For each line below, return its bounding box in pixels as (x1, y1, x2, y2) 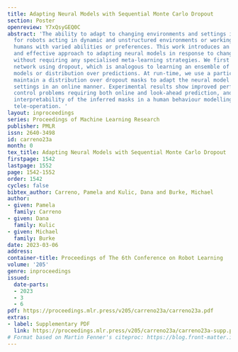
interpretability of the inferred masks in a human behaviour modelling (13, 97, 233, 104)
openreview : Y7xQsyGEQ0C (7, 23, 81, 31)
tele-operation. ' (13, 103, 69, 110)
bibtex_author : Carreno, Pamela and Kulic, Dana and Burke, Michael (7, 189, 214, 196)
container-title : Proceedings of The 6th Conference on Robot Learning (7, 255, 223, 262)
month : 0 (7, 143, 33, 150)
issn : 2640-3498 (7, 129, 55, 136)
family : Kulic (13, 221, 55, 229)
